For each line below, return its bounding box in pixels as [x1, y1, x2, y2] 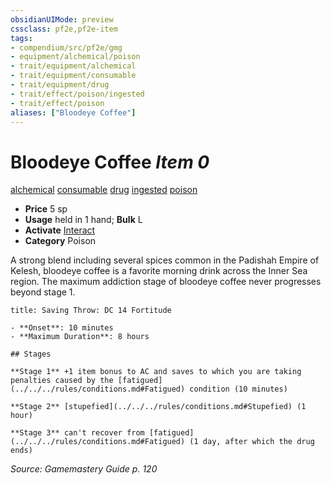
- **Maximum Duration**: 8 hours [10, 332, 150, 342]
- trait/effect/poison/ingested [10, 89, 145, 99]
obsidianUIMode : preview [10, 14, 114, 25]
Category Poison [24, 235, 97, 247]
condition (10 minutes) [189, 384, 288, 395]
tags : [10, 33, 33, 43]
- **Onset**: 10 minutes [10, 323, 114, 333]
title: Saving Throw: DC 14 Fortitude [10, 306, 172, 316]
